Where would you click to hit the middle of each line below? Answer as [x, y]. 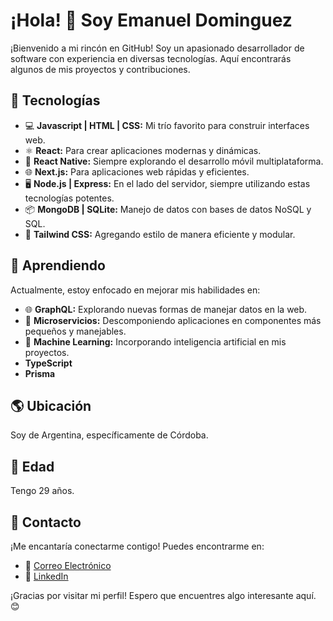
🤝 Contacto [46, 522]
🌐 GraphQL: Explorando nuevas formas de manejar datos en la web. [166, 309]
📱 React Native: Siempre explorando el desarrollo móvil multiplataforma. [174, 161]
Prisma [40, 373]
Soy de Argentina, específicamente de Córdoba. [109, 435]
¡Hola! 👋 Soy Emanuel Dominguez [151, 20]
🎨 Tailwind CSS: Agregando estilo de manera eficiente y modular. [160, 234]
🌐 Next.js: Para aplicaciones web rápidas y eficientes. [137, 171]
